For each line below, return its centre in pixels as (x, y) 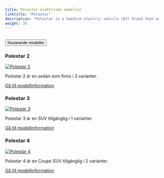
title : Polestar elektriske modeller (43, 10)
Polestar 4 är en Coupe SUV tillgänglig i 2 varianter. (57, 161)
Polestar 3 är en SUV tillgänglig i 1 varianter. (49, 119)
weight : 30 (16, 23)
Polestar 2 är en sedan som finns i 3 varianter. (51, 76)
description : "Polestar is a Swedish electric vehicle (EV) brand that (79, 19)
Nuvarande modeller (26, 42)
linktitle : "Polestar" (28, 14)
